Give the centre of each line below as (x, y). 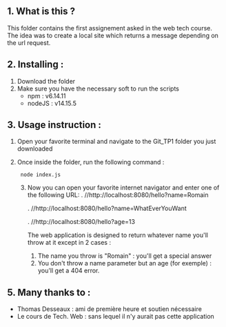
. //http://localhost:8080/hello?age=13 (81, 222)
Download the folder (46, 81)
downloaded (35, 149)
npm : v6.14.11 (47, 95)
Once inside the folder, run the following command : (91, 162)
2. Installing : (35, 65)
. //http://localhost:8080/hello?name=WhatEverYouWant (107, 208)
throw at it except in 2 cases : (69, 243)
